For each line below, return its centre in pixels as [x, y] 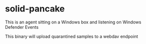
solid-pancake [35, 9]
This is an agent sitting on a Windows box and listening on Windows [73, 22]
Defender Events [22, 27]
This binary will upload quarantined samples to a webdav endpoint [72, 36]
